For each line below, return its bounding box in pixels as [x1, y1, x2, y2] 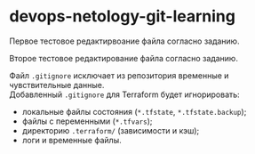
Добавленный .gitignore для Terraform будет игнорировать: [9, 89, 240, 100]
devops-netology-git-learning [9, 6, 235, 27]
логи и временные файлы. [21, 134, 122, 145]
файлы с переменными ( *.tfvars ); [21, 116, 153, 126]
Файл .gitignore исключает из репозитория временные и [9, 69, 229, 81]
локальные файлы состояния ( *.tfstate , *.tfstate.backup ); [21, 106, 247, 117]
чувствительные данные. [9, 79, 105, 90]
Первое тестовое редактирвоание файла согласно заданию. [9, 36, 240, 46]
